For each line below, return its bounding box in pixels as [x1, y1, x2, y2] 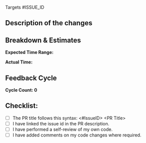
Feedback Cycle [5, 74, 57, 82]
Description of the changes [5, 19, 93, 27]
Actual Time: [5, 59, 33, 65]
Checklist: [5, 102, 38, 110]
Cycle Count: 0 [5, 87, 38, 93]
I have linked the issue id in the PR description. [12, 120, 110, 126]
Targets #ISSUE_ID [5, 5, 44, 10]
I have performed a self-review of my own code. [12, 126, 113, 132]
